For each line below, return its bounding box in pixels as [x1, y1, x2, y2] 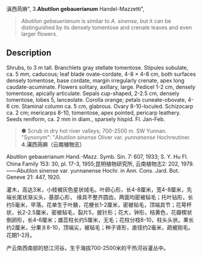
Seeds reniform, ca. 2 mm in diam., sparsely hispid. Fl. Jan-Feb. [6, 115, 165, 122]
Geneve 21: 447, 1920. [6, 173, 62, 181]
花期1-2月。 [6, 231, 36, 238]
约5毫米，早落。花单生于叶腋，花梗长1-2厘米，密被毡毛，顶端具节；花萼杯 [6, 201, 192, 208]
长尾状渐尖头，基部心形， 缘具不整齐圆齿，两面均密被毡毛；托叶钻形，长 [11, 193, 194, 201]
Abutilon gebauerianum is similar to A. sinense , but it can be [21, 18, 171, 24]
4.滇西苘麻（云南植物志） [21, 141, 85, 148]
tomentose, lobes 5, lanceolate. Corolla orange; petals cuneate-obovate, [6, 96, 186, 103]
